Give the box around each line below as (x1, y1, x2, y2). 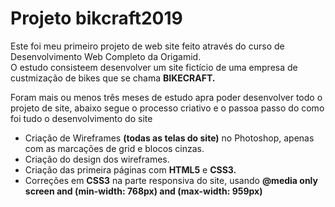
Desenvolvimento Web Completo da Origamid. (10, 50, 202, 62)
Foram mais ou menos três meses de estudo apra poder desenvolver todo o (10, 91, 323, 103)
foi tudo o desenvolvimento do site (10, 112, 153, 124)
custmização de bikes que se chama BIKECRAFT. (10, 72, 216, 84)
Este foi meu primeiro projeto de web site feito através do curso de (10, 40, 285, 52)
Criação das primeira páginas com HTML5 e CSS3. (24, 163, 237, 176)
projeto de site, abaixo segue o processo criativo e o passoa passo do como (10, 102, 325, 114)
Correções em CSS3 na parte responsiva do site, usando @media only (24, 174, 318, 186)
